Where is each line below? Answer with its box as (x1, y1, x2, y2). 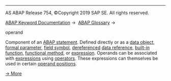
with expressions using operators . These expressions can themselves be (5, 55, 158, 61)
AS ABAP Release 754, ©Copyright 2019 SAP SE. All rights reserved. (5, 10, 149, 16)
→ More (5, 70, 22, 76)
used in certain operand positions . (5, 61, 77, 66)
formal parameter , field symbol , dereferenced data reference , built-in (5, 45, 150, 51)
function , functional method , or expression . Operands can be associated (5, 50, 157, 56)
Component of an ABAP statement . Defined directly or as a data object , (5, 39, 155, 45)
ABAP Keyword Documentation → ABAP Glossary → (5, 20, 116, 25)
